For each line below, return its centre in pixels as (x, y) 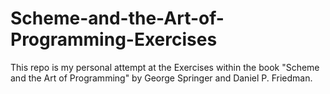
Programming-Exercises (114, 39)
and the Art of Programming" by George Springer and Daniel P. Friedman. (161, 78)
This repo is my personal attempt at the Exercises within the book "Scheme (165, 67)
